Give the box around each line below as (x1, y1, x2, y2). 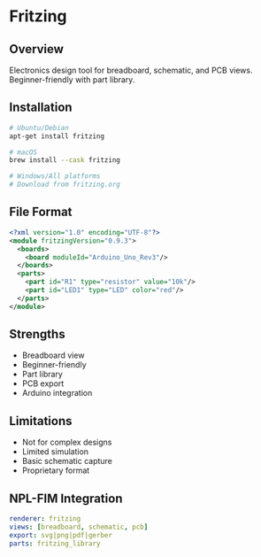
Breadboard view (21, 350, 85, 360)
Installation (9, 100, 73, 115)
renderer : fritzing (9, 514, 81, 523)
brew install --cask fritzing (9, 156, 121, 165)
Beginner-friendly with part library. (9, 74, 135, 85)
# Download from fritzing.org (9, 180, 121, 190)
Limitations (9, 414, 73, 429)
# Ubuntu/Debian (9, 123, 69, 132)
